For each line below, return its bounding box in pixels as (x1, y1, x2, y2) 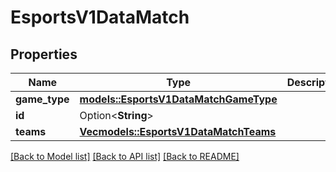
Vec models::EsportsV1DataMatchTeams (79, 125, 277, 138)
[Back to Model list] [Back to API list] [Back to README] (10, 151, 240, 162)
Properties (10, 46, 78, 63)
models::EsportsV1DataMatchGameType (79, 92, 278, 106)
